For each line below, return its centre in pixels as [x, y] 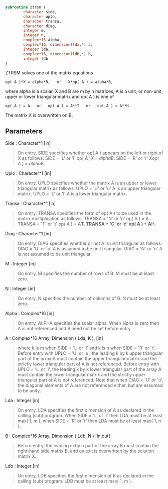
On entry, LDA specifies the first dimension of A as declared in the [86, 410]
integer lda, [37, 49]
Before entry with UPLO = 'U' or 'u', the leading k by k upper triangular [90, 353]
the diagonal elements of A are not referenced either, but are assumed [90, 385]
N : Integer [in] [20, 288]
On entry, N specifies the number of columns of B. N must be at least [89, 299]
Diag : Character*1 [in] [28, 234]
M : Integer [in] [21, 264]
